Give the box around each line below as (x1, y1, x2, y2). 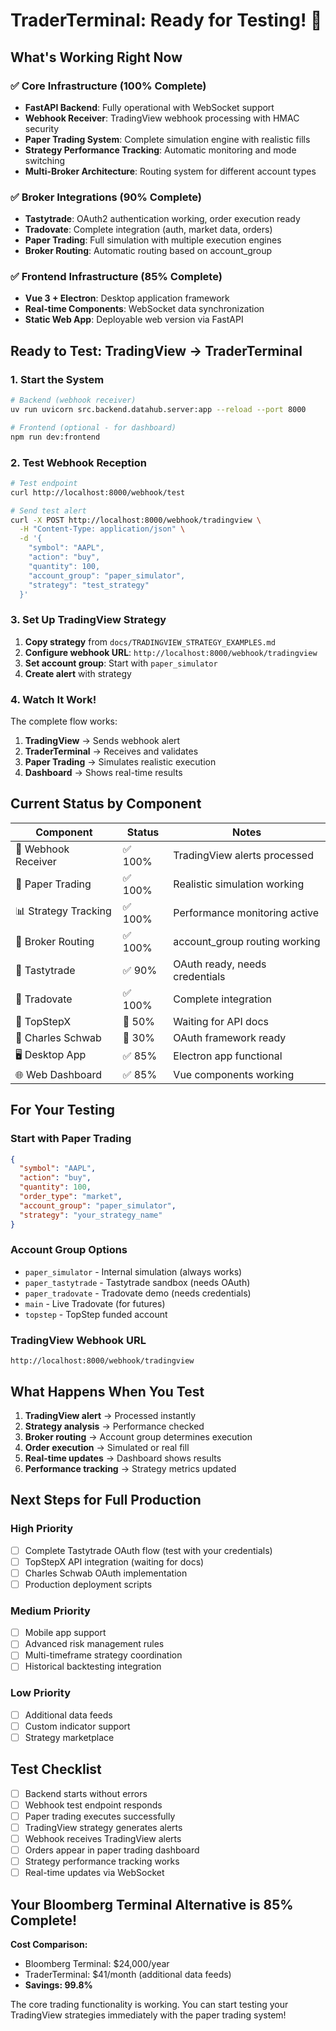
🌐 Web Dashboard (15, 1067, 102, 1081)
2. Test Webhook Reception (10, 455, 147, 469)
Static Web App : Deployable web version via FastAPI (24, 314, 244, 326)
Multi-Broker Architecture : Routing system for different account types (24, 165, 317, 177)
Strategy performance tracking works (24, 1855, 180, 1868)
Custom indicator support (24, 1720, 131, 1732)
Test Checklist (10, 1761, 102, 1778)
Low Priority (10, 1686, 72, 1700)
